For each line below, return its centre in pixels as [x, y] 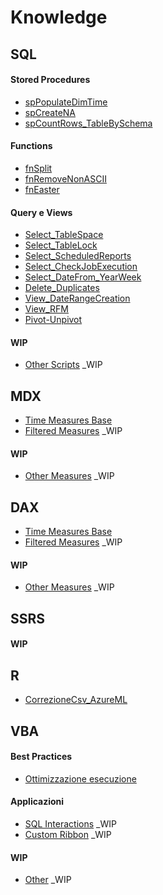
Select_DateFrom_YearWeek [83, 277]
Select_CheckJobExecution [81, 267]
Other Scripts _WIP [63, 365]
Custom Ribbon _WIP [68, 835]
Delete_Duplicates [62, 288]
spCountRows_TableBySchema [88, 123]
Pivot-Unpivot [53, 320]
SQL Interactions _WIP [70, 824]
